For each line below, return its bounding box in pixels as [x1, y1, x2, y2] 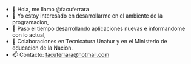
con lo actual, [12, 31, 47, 39]
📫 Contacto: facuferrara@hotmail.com [12, 51, 110, 58]
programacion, [12, 19, 49, 25]
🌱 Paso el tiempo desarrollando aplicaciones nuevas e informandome [12, 25, 186, 32]
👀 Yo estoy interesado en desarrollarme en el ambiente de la [12, 12, 163, 19]
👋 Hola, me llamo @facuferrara [12, 6, 89, 13]
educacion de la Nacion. [12, 44, 73, 51]
